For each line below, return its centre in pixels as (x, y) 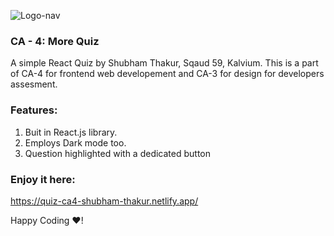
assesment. (34, 84)
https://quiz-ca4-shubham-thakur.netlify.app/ (104, 201)
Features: (34, 110)
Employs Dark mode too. (75, 142)
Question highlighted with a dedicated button (117, 153)
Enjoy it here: (43, 179)
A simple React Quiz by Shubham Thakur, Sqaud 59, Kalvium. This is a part (164, 63)
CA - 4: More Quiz (55, 41)
